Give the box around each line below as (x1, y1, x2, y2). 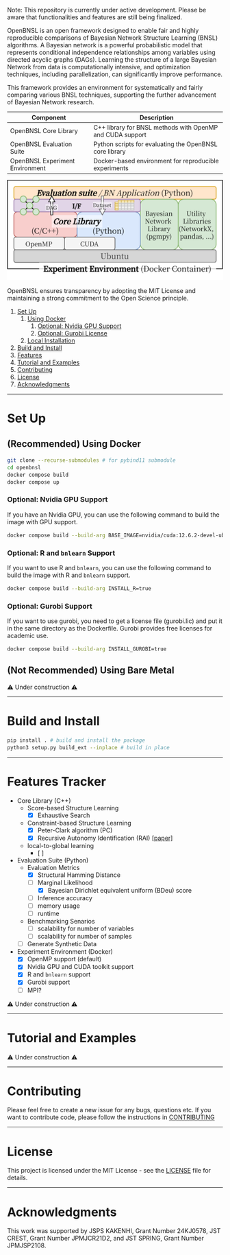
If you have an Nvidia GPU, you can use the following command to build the (7, 511, 220, 519)
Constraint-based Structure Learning (27, 819, 131, 827)
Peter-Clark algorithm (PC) (37, 826, 113, 834)
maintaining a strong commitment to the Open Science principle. (7, 294, 189, 303)
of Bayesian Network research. (7, 98, 94, 106)
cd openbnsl (7, 464, 41, 471)
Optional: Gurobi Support (7, 601, 92, 611)
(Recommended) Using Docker (7, 438, 142, 449)
